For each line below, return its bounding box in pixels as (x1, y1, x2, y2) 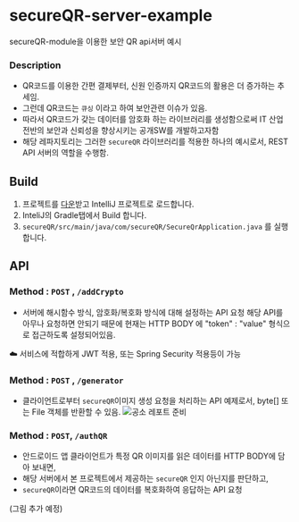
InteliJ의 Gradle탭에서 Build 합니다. (21, 210, 147, 221)
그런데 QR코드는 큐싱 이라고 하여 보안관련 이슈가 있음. (21, 103, 208, 114)
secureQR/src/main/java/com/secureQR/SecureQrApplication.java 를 (21, 221, 272, 232)
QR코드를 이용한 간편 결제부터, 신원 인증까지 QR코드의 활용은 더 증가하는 (21, 80, 276, 91)
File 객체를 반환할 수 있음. (31, 407, 121, 417)
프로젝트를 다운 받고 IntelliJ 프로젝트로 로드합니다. (21, 198, 195, 210)
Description (9, 59, 62, 72)
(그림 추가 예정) (9, 503, 63, 514)
